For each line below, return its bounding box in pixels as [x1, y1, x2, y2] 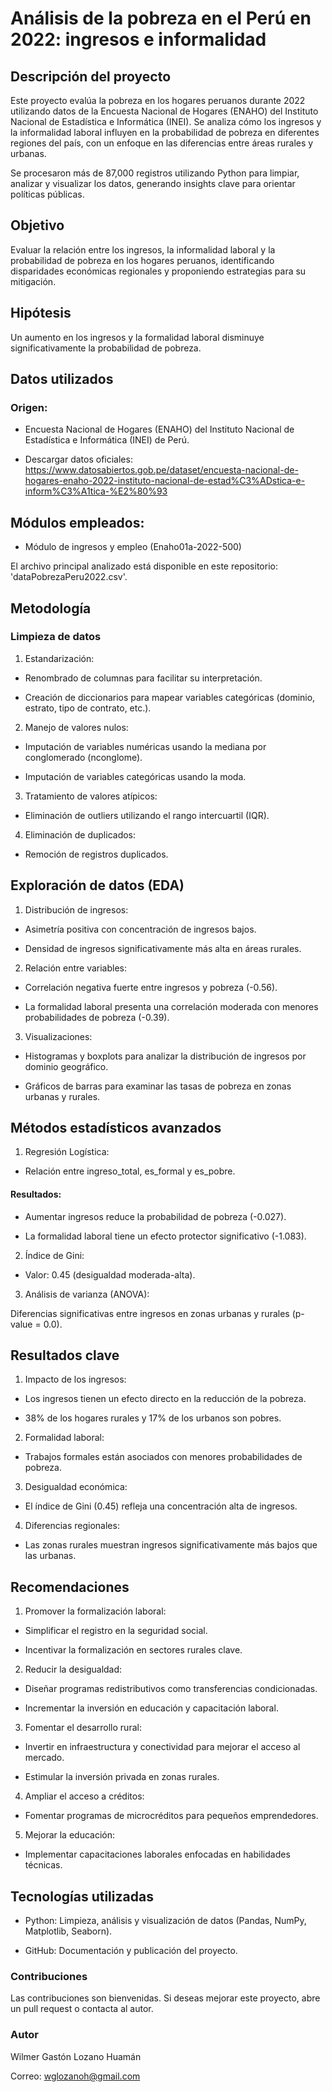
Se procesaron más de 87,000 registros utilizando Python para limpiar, [10, 167, 300, 179]
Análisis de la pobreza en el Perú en [10, 7, 312, 30]
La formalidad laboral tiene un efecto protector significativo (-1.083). [24, 1230, 307, 1242]
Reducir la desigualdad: [24, 1663, 123, 1676]
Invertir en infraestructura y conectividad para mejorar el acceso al [24, 1741, 301, 1753]
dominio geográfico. [24, 1060, 109, 1072]
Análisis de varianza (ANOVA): [24, 1288, 150, 1300]
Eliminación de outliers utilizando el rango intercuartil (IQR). [24, 809, 270, 821]
